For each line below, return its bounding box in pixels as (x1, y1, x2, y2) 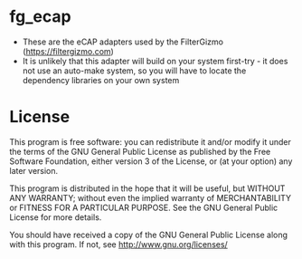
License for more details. (9, 211, 102, 223)
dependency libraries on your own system (22, 74, 180, 85)
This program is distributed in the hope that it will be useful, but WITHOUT (9, 183, 286, 194)
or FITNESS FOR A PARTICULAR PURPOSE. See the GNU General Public (9, 202, 278, 213)
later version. (9, 165, 59, 176)
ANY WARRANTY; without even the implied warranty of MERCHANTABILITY (9, 192, 292, 203)
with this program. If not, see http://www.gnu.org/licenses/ (9, 238, 228, 250)
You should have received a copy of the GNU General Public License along (9, 229, 288, 240)
